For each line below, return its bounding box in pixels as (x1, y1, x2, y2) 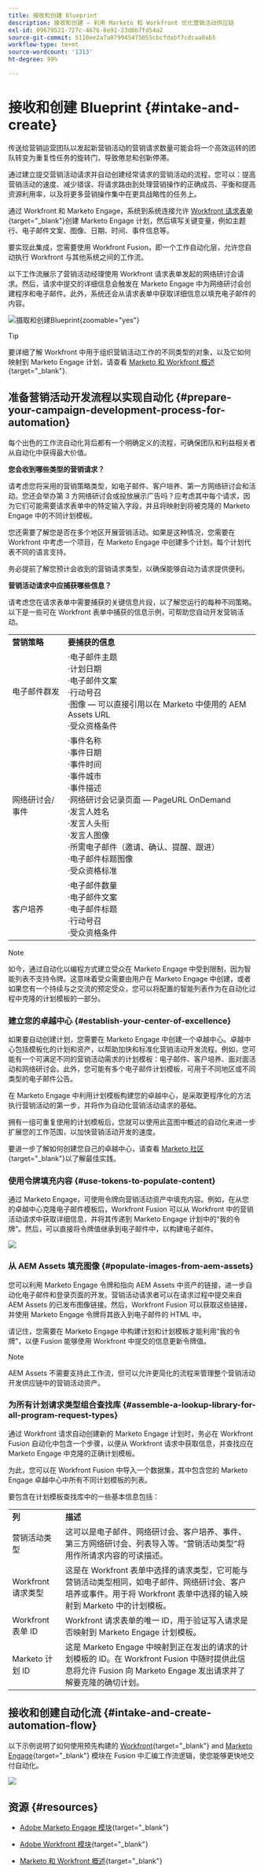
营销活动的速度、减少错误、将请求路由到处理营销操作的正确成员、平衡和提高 (8, 179, 256, 189)
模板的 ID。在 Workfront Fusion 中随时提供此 (73, 1653, 238, 1664)
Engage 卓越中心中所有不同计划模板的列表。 (8, 1474, 152, 1485)
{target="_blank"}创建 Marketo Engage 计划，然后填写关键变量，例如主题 (8, 216, 246, 225)
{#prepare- (175, 391, 232, 404)
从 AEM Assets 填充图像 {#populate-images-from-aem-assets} (8, 1261, 254, 1272)
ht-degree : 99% (8, 56, 58, 64)
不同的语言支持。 (14, 547, 71, 556)
